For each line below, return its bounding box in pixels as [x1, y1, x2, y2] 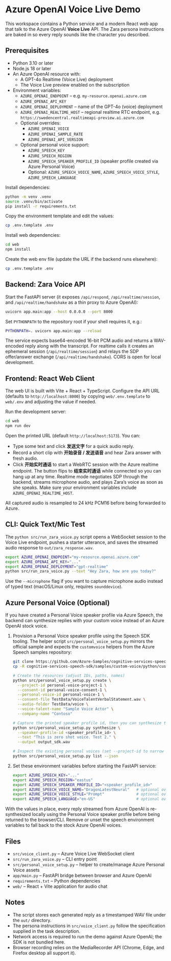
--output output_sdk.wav [17, 740, 70, 745]
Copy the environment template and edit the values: [5, 213, 114, 219]
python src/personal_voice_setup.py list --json [12, 753, 118, 759]
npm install [5, 247, 31, 252]
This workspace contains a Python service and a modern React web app [5, 21, 158, 27]
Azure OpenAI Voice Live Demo [5, 4, 141, 15]
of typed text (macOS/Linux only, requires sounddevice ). [5, 583, 123, 590]
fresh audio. [12, 455, 38, 461]
